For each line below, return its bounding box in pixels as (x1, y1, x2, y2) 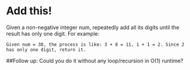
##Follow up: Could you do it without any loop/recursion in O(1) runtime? (6, 57, 183, 64)
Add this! (6, 4, 52, 18)
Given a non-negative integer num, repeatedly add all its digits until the (6, 24, 180, 31)
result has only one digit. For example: (6, 30, 100, 37)
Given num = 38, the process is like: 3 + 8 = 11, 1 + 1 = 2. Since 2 (6, 42, 185, 47)
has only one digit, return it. (6, 46, 86, 53)
